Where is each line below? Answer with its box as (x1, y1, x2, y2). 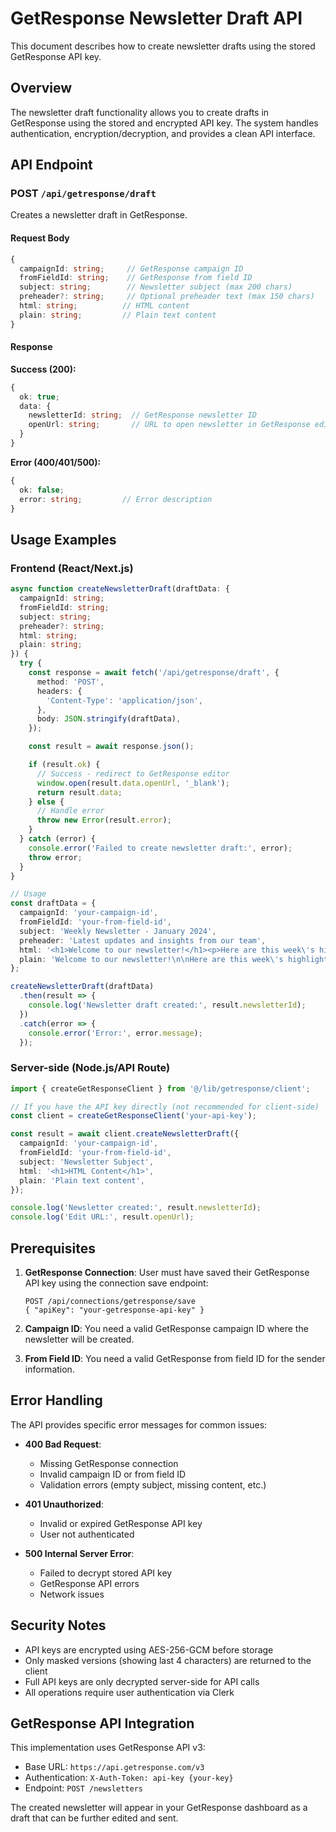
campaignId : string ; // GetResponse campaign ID (19, 263, 244, 274)
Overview (10, 80, 73, 97)
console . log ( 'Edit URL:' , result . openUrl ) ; (10, 1212, 195, 1222)
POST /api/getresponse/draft (10, 187, 157, 201)
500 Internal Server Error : (24, 1547, 135, 1559)
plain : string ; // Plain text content (19, 310, 217, 320)
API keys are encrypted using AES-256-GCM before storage (24, 1643, 274, 1656)
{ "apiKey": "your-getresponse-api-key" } (24, 1305, 205, 1316)
